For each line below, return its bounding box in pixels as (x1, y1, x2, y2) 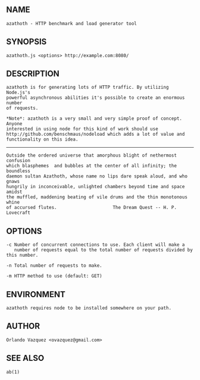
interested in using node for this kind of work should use (6, 126, 159, 132)
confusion (6, 158, 31, 164)
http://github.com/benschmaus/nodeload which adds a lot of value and (6, 131, 185, 138)
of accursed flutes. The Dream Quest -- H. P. (6, 205, 177, 211)
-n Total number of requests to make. (6, 263, 102, 269)
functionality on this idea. (6, 136, 79, 142)
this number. (6, 253, 39, 258)
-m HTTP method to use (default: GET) (6, 273, 102, 279)
